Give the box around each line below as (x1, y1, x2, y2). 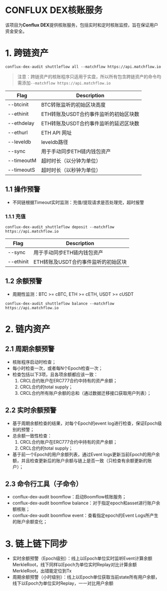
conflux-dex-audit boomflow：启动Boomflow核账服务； (12, 494, 127, 500)
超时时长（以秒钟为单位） (41, 166, 101, 173)
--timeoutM (7, 157, 36, 164)
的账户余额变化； (12, 519, 48, 525)
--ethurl (7, 129, 28, 136)
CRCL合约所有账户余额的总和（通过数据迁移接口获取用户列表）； (19, 390, 152, 396)
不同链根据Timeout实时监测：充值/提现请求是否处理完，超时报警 (12, 199, 144, 205)
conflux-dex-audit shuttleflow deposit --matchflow (5, 225, 114, 230)
